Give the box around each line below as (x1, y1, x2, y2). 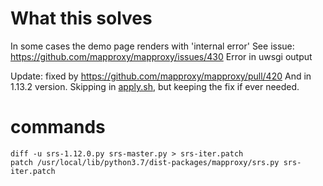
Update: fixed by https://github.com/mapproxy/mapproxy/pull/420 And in (10, 70, 312, 82)
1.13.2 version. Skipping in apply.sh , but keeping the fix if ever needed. (10, 80, 300, 92)
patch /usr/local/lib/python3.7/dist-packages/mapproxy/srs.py (10, 157, 280, 167)
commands (10, 116, 106, 139)
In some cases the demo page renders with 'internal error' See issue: (10, 40, 295, 52)
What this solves (10, 7, 153, 30)
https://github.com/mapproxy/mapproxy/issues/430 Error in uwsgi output (10, 50, 313, 62)
